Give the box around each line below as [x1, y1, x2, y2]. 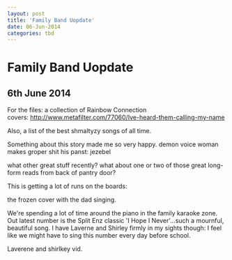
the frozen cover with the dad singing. [7, 196, 116, 204]
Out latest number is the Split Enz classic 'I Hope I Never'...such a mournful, [7, 217, 224, 225]
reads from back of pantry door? [22, 169, 116, 177]
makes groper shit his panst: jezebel [7, 148, 111, 156]
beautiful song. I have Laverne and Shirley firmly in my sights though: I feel [7, 224, 222, 232]
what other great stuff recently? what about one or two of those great [7, 161, 207, 169]
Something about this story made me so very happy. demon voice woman [7, 140, 219, 148]
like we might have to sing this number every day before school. [7, 231, 191, 240]
